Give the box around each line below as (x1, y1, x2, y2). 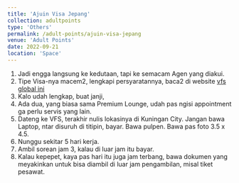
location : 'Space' (7, 50, 62, 57)
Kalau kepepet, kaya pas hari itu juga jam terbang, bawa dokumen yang (17, 152, 228, 160)
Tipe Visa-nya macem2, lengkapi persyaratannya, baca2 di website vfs (17, 77, 226, 85)
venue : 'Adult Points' (7, 37, 75, 44)
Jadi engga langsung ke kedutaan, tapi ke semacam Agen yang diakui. (17, 69, 225, 78)
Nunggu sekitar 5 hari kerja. (17, 137, 100, 145)
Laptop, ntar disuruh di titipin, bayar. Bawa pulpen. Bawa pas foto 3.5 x (17, 122, 225, 131)
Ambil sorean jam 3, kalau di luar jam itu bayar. (17, 145, 154, 153)
